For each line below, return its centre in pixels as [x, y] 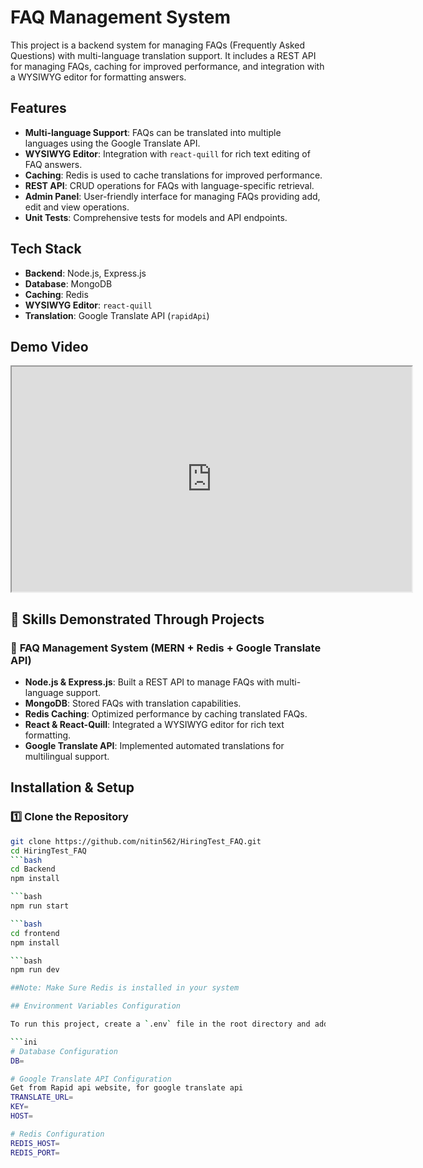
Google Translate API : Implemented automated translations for [154, 746]
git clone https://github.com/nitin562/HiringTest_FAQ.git [136, 841]
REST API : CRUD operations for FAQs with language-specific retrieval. [169, 185]
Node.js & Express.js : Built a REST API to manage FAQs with [149, 682]
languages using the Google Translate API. [112, 143]
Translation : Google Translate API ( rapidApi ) [117, 315]
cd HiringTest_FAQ [48, 851]
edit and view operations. [77, 207]
